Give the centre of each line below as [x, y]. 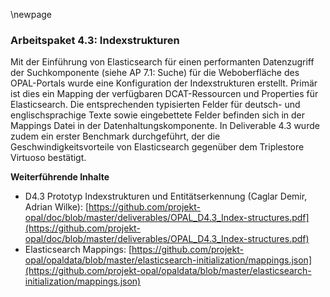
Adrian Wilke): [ [57, 207]
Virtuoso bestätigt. [48, 158]
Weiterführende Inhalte [60, 177]
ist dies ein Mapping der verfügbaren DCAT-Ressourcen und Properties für [164, 94]
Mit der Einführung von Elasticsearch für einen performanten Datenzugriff [162, 62]
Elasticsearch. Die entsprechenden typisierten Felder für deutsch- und [155, 105]
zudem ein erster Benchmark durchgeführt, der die [115, 136]
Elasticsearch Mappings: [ [78, 250]
